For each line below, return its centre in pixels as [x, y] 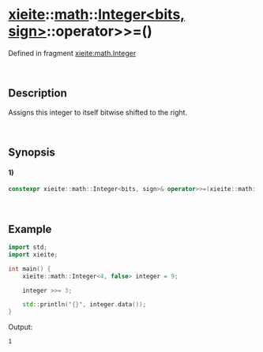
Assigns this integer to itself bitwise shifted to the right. [98, 112]
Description [38, 94]
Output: [21, 327]
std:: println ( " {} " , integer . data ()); [85, 305]
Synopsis [32, 153]
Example [30, 229]
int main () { [30, 269]
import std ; [28, 247]
